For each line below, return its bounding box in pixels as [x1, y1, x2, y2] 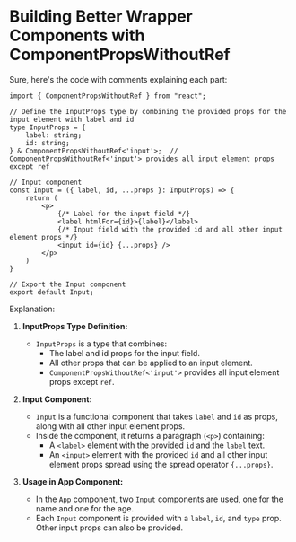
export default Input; [9, 287, 94, 297]
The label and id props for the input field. [48, 347, 200, 358]
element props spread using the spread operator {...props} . [48, 459, 274, 469]
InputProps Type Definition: [22, 320, 128, 331]
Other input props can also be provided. [35, 522, 184, 533]
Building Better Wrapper [9, 6, 193, 27]
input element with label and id [9, 115, 135, 124]
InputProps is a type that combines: [35, 338, 168, 349]
